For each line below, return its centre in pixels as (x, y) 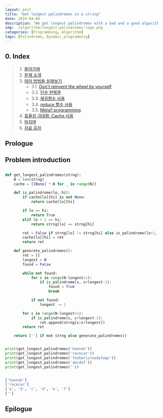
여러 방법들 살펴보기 (43, 81)
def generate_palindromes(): (43, 251)
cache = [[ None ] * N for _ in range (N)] (55, 184)
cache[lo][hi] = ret (43, 237)
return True (43, 215)
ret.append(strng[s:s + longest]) (72, 323)
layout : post (18, 9)
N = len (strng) (29, 179)
